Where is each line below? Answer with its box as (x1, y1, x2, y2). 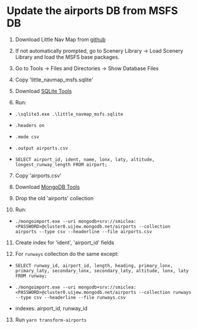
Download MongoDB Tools (15, 183, 80, 190)
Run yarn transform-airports (15, 316, 87, 323)
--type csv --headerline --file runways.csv (15, 294, 126, 300)
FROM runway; (15, 273, 47, 279)
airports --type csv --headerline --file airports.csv (15, 228, 152, 235)
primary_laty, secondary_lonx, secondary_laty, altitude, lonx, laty (15, 268, 189, 273)
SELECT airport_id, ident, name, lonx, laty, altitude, (15, 156, 155, 162)
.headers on (15, 122, 45, 128)
